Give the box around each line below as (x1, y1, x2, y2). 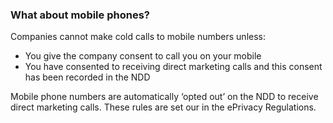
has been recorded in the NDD (24, 71, 151, 83)
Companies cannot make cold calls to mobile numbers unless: (10, 31, 266, 43)
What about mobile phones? (10, 8, 150, 22)
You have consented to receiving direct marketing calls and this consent (24, 61, 323, 73)
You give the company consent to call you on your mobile (24, 50, 262, 62)
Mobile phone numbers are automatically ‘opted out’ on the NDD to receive (10, 91, 319, 103)
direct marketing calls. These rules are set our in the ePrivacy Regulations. (10, 101, 317, 113)
